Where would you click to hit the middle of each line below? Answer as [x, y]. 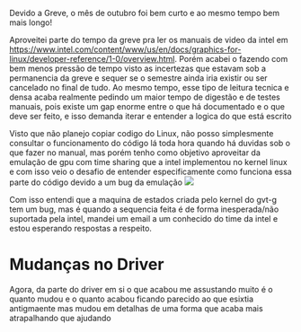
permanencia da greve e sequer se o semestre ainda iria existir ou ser [138, 78]
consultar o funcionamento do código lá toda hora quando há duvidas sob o [150, 143]
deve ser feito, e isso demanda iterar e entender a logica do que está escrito [150, 116]
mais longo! [31, 22]
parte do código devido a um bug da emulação [96, 182]
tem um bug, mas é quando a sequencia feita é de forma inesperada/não [144, 209]
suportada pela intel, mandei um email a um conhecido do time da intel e [144, 218]
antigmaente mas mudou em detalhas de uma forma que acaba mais [136, 308]
